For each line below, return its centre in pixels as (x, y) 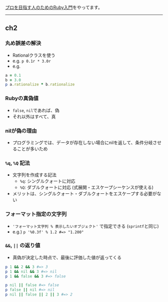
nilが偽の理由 (21, 131)
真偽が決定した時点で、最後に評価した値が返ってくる (67, 257)
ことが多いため (32, 149)
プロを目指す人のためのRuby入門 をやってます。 (54, 7)
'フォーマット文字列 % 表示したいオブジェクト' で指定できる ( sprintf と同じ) (85, 226)
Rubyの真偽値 (22, 98)
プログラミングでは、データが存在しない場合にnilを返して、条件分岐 (82, 142)
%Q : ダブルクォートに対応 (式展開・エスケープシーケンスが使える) (87, 187)
